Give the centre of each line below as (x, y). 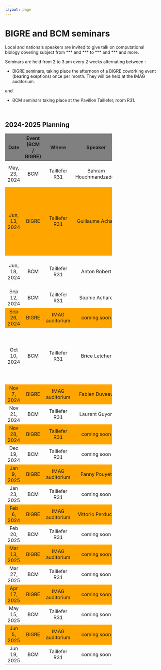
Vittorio (86, 514)
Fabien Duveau (96, 394)
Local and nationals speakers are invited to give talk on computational (75, 47)
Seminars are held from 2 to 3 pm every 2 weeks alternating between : (75, 62)
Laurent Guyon (96, 414)
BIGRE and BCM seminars (57, 33)
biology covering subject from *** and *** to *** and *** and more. (72, 52)
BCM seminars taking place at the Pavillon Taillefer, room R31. (74, 100)
